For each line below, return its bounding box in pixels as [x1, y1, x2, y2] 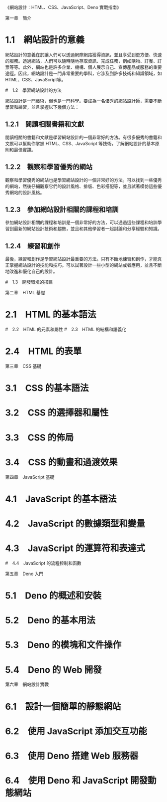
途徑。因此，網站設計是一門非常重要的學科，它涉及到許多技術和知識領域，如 [5, 70, 162, 76]
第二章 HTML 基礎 [5, 290, 45, 296]
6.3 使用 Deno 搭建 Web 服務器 [5, 750, 139, 762]
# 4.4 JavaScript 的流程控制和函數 [5, 560, 82, 566]
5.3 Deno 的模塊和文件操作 [5, 639, 122, 651]
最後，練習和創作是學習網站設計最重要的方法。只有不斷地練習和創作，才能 [5, 256, 158, 262]
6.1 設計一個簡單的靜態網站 [5, 701, 121, 712]
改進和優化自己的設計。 [9, 268, 58, 274]
